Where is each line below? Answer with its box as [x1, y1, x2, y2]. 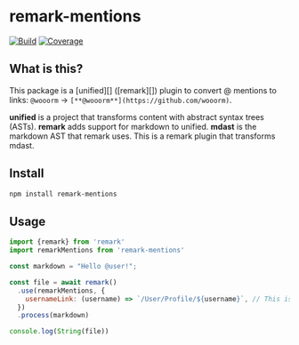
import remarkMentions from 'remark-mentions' [9, 246, 185, 255]
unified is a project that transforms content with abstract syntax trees [9, 111, 264, 122]
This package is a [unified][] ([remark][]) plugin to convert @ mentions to [9, 84, 278, 95]
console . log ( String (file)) [9, 327, 109, 336]
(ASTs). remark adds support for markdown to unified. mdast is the [9, 121, 257, 132]
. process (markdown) [17, 311, 90, 320]
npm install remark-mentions [9, 189, 117, 198]
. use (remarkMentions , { [17, 286, 105, 295]
